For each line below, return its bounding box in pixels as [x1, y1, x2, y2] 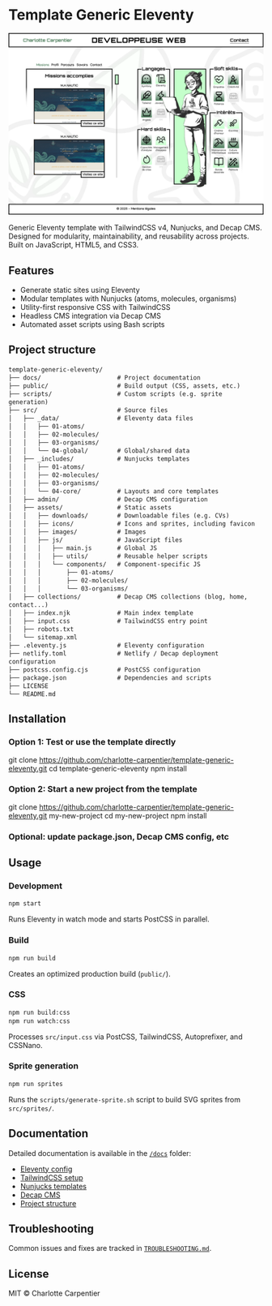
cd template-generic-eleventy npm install [49, 763, 188, 773]
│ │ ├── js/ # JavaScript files [8, 535, 183, 544]
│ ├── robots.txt [8, 625, 74, 634]
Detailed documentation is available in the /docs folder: [8, 1148, 192, 1158]
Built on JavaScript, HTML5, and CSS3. [8, 240, 139, 250]
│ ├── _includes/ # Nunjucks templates [8, 454, 190, 463]
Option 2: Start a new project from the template [8, 784, 198, 795]
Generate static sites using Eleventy [19, 286, 140, 295]
